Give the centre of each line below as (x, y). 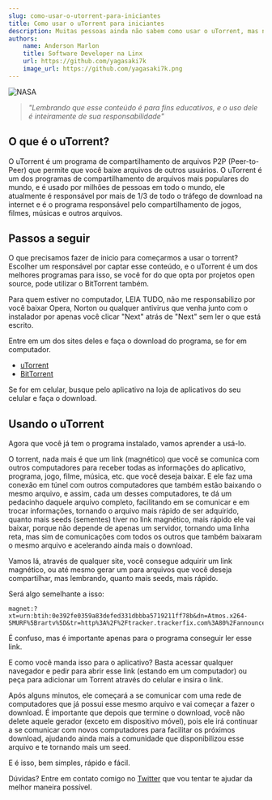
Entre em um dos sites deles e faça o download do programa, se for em (127, 341)
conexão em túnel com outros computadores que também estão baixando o (135, 485)
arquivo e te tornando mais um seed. (70, 747)
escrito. (21, 325)
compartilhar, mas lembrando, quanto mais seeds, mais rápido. (113, 578)
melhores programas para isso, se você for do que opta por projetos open (132, 275)
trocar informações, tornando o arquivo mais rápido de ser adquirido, (124, 511)
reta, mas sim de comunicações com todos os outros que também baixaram (135, 537)
